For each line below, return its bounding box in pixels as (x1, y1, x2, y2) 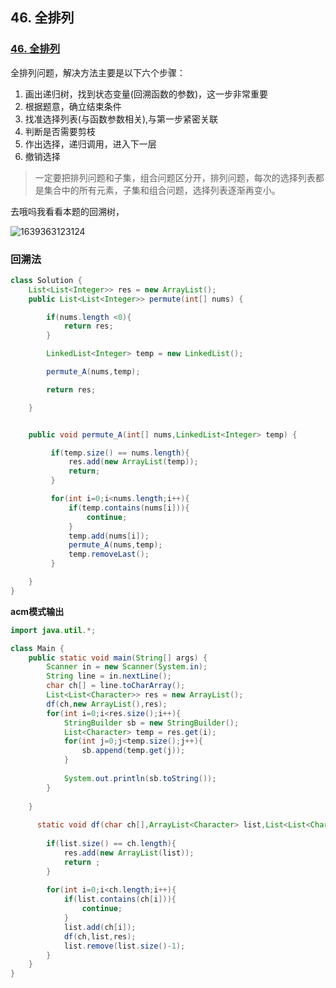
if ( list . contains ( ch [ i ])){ (63, 894, 177, 905)
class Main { (10, 643, 65, 653)
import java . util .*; (10, 625, 97, 635)
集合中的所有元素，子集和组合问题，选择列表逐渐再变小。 (43, 184, 281, 196)
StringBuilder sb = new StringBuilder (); (63, 718, 240, 728)
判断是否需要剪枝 (24, 125, 96, 137)
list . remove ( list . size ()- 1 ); (63, 941, 186, 951)
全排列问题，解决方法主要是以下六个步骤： (10, 66, 186, 78)
